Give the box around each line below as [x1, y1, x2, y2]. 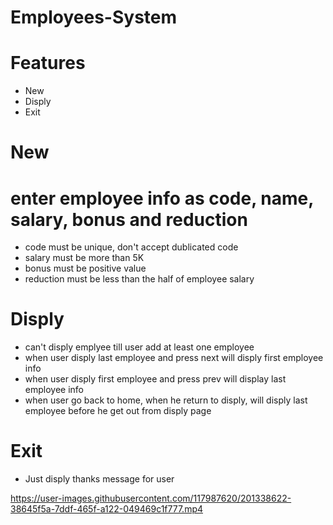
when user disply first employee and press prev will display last [24, 373, 287, 385]
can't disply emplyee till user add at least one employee [24, 341, 255, 353]
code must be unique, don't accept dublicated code [24, 241, 239, 253]
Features [10, 52, 86, 75]
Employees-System [10, 6, 178, 29]
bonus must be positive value [24, 262, 147, 275]
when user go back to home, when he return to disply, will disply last [24, 394, 308, 406]
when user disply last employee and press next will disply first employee [24, 352, 324, 364]
